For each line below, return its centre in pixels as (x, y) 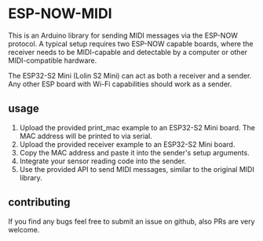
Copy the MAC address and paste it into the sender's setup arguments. (134, 152)
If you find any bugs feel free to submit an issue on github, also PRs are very (131, 221)
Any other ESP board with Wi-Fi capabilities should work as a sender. (120, 84)
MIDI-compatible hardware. (53, 60)
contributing (39, 202)
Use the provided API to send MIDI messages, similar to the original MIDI (137, 169)
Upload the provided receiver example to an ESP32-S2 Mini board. (127, 144)
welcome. (24, 229)
